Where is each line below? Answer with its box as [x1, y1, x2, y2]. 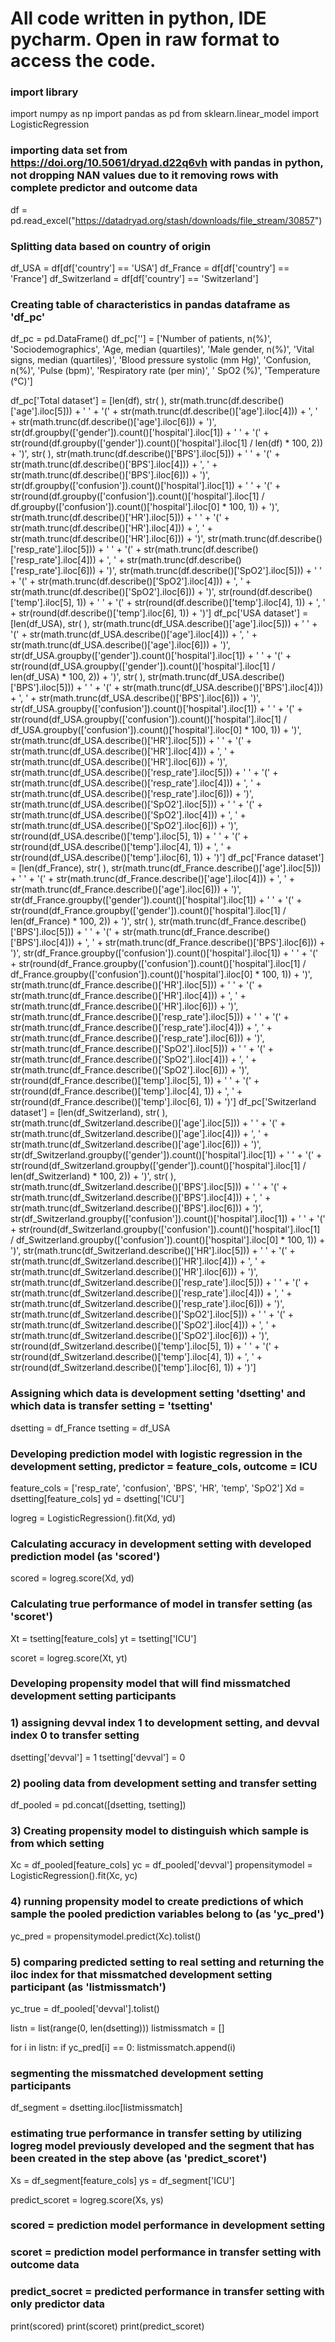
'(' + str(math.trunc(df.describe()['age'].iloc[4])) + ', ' [101, 405, 318, 417]
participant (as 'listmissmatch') [10, 1980, 167, 1994]
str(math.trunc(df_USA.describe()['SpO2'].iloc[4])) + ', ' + [10, 809, 247, 821]
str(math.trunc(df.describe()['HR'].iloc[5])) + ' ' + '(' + [10, 512, 230, 524]
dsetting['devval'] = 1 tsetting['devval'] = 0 [10, 1751, 186, 1763]
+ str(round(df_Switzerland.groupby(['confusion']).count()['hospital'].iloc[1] [10, 1223, 321, 1236]
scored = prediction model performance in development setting [10, 2218, 326, 2232]
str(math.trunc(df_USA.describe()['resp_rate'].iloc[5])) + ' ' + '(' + [10, 767, 279, 779]
